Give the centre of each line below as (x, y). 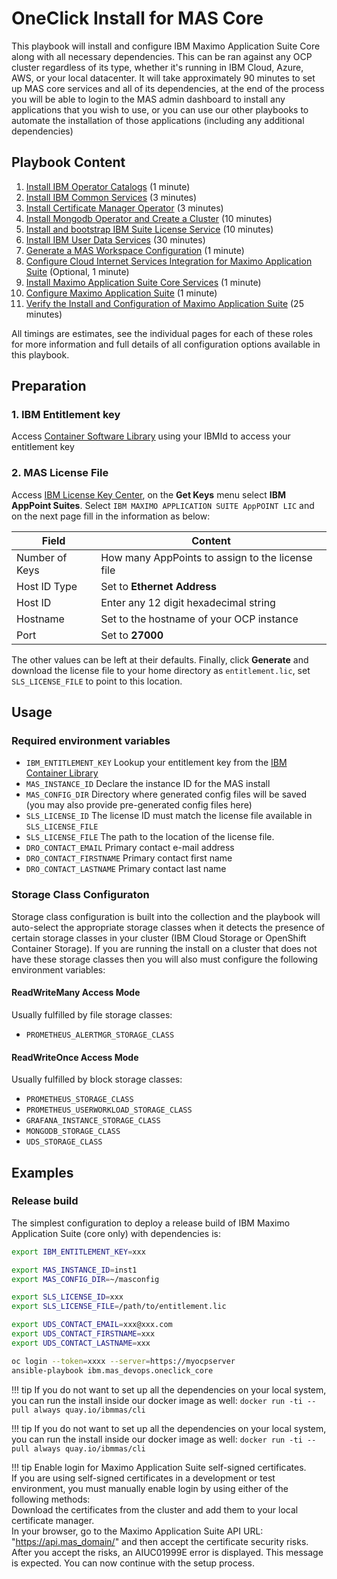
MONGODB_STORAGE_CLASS (73, 1132)
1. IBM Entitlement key (66, 415)
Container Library (62, 773)
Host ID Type (47, 586)
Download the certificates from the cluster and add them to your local (155, 1509)
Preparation (49, 386)
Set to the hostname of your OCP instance (199, 619)
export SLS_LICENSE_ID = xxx (67, 1297)
